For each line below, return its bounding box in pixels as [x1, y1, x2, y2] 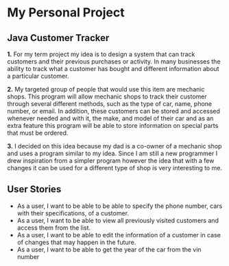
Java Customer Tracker [7, 32, 110, 44]
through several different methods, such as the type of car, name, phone [7, 100, 213, 107]
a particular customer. [7, 72, 69, 80]
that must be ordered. [7, 129, 69, 137]
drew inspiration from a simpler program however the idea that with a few [7, 157, 215, 165]
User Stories [7, 183, 62, 196]
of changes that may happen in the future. [16, 238, 136, 246]
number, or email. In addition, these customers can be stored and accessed [7, 107, 221, 115]
